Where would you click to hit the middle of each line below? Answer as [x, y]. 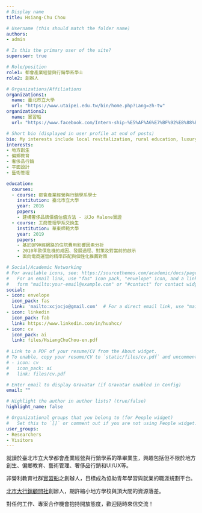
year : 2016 [31, 206]
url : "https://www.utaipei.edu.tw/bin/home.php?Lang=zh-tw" [88, 106]
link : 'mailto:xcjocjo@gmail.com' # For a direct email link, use [98, 307]
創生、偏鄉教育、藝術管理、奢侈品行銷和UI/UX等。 [69, 465]
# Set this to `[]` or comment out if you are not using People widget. [102, 423]
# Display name [25, 12]
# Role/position [26, 67]
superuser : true [26, 56]
